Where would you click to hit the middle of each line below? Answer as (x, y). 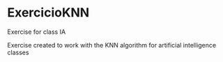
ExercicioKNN (48, 13)
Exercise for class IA (37, 32)
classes (18, 52)
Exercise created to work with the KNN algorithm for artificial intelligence (112, 45)
